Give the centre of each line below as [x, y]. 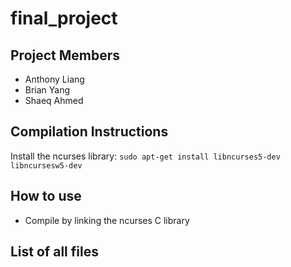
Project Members [65, 55]
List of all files [54, 252]
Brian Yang [47, 90]
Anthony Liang [54, 79]
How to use [46, 196]
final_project [64, 18]
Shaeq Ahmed [54, 100]
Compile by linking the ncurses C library [107, 220]
